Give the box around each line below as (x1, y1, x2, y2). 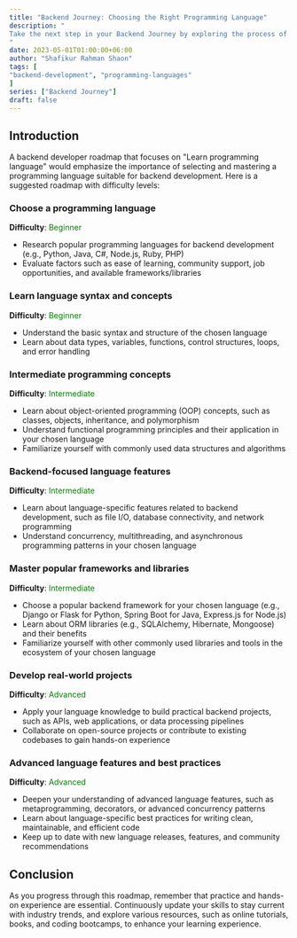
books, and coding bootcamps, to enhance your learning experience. (9, 918, 262, 929)
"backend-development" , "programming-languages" (9, 71, 192, 80)
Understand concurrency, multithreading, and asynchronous (21, 531, 244, 542)
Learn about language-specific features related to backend (21, 503, 238, 513)
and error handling (21, 346, 90, 356)
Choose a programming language (9, 202, 157, 215)
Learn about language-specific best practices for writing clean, (21, 813, 254, 824)
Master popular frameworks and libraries (9, 562, 190, 575)
